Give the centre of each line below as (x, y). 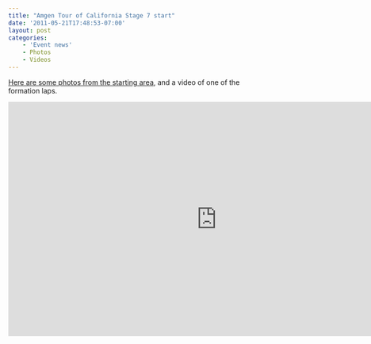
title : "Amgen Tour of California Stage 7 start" (92, 15)
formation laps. (33, 90)
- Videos (37, 60)
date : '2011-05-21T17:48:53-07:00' (67, 23)
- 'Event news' (48, 45)
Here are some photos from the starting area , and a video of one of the (124, 82)
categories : (28, 38)
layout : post (30, 30)
